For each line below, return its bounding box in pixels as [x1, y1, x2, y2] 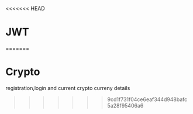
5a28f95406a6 [107, 102, 144, 109]
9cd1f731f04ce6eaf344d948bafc [107, 96, 188, 103]
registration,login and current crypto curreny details [5, 84, 130, 91]
